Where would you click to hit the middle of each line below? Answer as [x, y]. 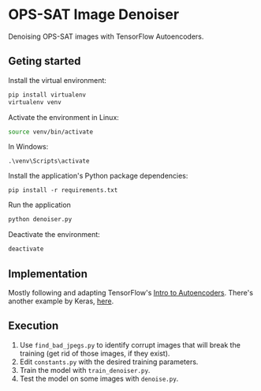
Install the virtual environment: [57, 80]
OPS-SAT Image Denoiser [94, 15]
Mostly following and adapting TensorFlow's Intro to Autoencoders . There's [131, 292]
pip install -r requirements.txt [63, 190]
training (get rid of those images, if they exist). [95, 353]
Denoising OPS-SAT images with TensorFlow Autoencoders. [106, 36]
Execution [34, 326]
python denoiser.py [40, 220]
